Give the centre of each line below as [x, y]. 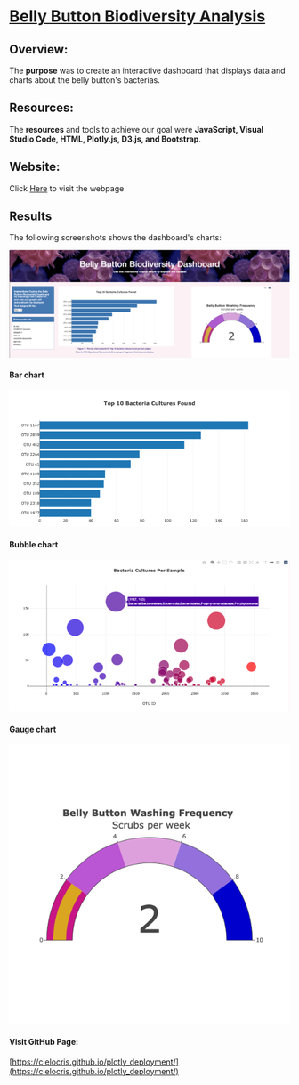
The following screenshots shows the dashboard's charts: [116, 238]
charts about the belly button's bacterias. [85, 80]
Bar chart [27, 375]
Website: [35, 167]
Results [31, 217]
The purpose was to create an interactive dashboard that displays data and [148, 70]
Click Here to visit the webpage [67, 188]
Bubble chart [34, 544]
